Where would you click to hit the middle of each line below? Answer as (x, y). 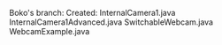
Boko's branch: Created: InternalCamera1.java (92, 13)
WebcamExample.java (50, 31)
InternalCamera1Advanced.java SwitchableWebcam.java (111, 22)
